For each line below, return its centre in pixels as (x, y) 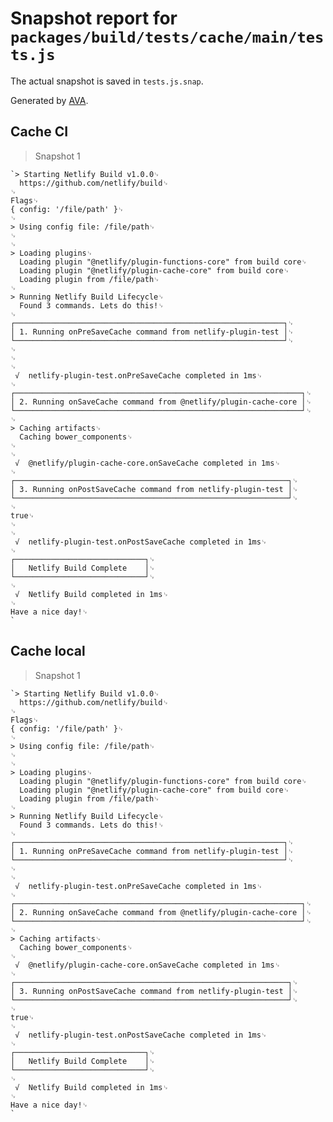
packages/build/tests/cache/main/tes (167, 37)
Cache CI (39, 132)
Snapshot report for (94, 18)
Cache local (48, 651)
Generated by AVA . (49, 100)
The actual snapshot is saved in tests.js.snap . (107, 81)
